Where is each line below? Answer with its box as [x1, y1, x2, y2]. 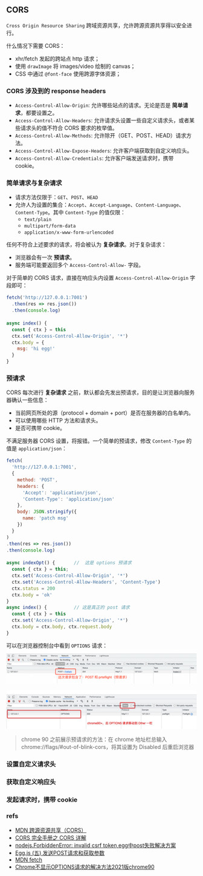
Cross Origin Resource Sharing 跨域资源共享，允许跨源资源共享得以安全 [6, 21, 187, 29]
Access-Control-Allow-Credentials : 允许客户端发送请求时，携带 [14, 154, 174, 162]
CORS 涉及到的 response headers [6, 87, 106, 95]
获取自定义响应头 [6, 777, 56, 786]
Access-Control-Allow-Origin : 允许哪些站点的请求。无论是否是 [14, 102, 171, 109]
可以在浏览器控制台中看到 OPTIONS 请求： [6, 642, 108, 649]
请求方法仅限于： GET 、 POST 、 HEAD [14, 194, 98, 201]
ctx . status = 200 [11, 585, 56, 591]
